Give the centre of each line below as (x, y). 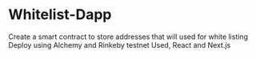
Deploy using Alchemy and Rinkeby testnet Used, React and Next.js (120, 44)
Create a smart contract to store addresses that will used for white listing (128, 37)
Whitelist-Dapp (60, 15)
